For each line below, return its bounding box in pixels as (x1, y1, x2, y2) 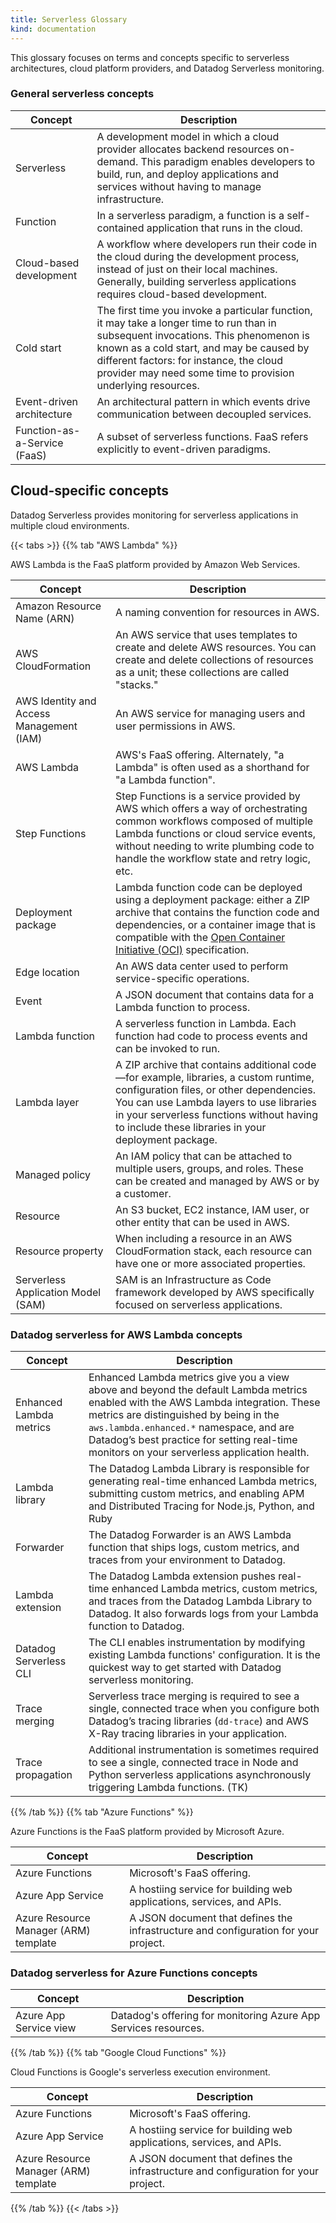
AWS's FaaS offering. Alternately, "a (115, 747, 285, 761)
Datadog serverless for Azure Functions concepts (10, 1966, 258, 1980)
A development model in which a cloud (96, 129, 280, 143)
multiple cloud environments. (10, 519, 130, 531)
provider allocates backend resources (96, 142, 275, 156)
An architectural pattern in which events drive (96, 394, 311, 408)
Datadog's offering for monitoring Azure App (110, 2009, 321, 2023)
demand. (96, 154, 139, 168)
